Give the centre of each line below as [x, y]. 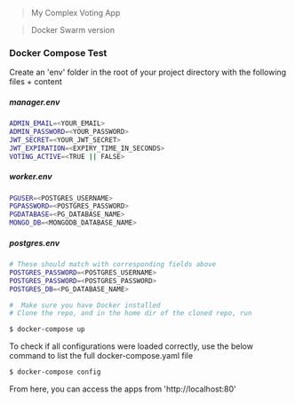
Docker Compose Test [58, 52]
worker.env [31, 177]
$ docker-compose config [55, 372]
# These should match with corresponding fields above [113, 265]
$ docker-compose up [48, 329]
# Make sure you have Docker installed [85, 305]
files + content [36, 82]
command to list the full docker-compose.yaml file [101, 356]
